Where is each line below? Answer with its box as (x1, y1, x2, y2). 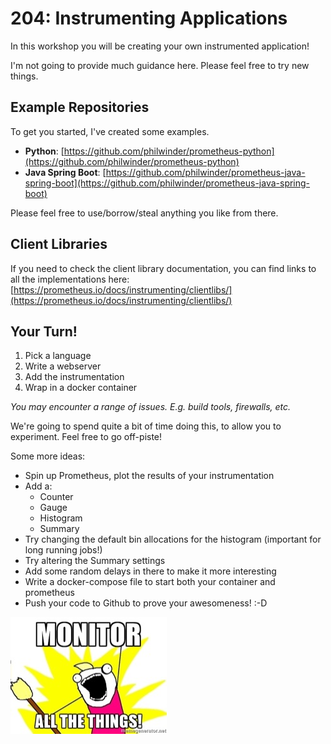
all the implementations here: (10, 273, 130, 285)
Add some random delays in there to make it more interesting (24, 565, 277, 577)
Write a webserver (24, 360, 102, 372)
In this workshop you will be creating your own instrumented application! (10, 40, 310, 52)
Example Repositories (10, 99, 150, 116)
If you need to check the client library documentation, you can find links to (10, 262, 317, 274)
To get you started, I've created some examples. (10, 125, 210, 137)
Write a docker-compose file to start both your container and (24, 576, 276, 588)
